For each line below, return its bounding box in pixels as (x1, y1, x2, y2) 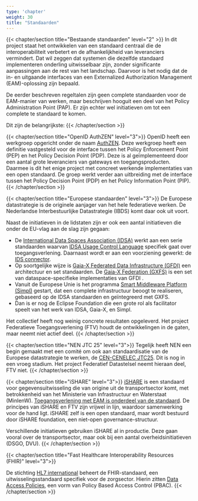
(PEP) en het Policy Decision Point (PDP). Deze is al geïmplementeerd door (6, 152, 189, 159)
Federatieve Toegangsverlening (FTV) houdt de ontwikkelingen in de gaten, (6, 324, 190, 331)
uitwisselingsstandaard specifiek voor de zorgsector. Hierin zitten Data (6, 476, 178, 483)
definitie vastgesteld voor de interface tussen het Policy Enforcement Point (6, 146, 189, 153)
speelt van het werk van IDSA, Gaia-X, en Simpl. (14, 306, 132, 313)
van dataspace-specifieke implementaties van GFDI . (14, 275, 144, 282)
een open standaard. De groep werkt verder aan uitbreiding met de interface (6, 171, 193, 178)
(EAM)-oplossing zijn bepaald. (6, 80, 80, 87)
